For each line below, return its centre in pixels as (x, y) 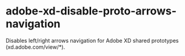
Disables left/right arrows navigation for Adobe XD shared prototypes (92, 40)
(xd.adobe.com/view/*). (35, 47)
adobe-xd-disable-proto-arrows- (91, 11)
